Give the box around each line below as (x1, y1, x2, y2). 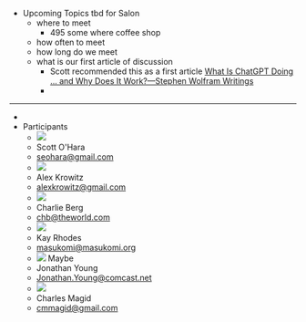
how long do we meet (36, 47, 118, 57)
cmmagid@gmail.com (36, 303, 118, 313)
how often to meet (36, 36, 106, 47)
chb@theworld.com (36, 212, 111, 223)
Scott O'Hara (36, 141, 86, 152)
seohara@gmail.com (36, 151, 114, 162)
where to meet (36, 17, 91, 28)
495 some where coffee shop (49, 27, 161, 37)
